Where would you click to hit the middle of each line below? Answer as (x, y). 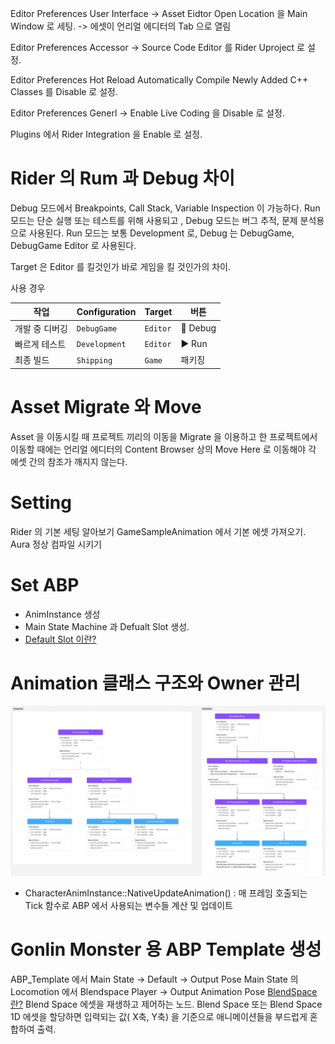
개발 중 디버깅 (41, 328)
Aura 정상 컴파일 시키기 (56, 544)
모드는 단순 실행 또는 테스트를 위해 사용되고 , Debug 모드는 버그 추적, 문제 (154, 220)
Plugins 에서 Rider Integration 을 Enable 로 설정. (106, 134)
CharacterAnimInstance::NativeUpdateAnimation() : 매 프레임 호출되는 (166, 893)
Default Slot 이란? (60, 639)
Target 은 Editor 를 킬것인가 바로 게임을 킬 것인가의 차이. (121, 266)
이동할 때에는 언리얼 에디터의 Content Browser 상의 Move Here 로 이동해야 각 (163, 449)
